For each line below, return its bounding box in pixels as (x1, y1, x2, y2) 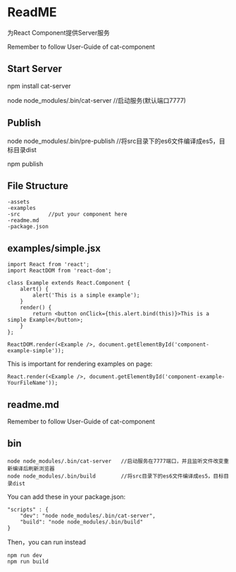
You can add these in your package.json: (7, 492, 126, 501)
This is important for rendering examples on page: (7, 360, 153, 368)
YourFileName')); (7, 380, 58, 387)
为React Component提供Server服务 (7, 28, 111, 37)
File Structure (7, 180, 68, 192)
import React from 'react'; (7, 261, 90, 268)
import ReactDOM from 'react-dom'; (7, 267, 112, 275)
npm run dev (7, 552, 42, 559)
